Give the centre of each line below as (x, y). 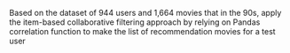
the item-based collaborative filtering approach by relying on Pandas (135, 22)
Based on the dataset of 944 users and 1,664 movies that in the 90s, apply (145, 13)
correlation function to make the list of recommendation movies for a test (143, 31)
